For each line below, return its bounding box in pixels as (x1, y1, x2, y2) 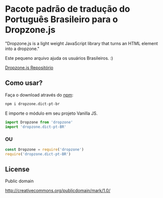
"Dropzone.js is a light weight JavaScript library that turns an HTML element (5, 40, 158, 46)
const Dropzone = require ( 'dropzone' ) (5, 147, 84, 152)
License (5, 165, 30, 173)
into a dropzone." (5, 46, 40, 51)
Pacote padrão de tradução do (5, 3, 130, 15)
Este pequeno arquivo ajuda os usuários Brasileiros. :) (5, 55, 113, 61)
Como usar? (5, 79, 43, 87)
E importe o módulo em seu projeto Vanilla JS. (5, 110, 98, 116)
